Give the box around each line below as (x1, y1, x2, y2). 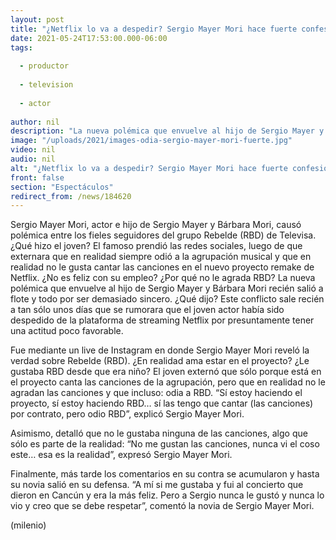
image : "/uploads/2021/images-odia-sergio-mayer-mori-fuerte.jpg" (10, 136, 293, 146)
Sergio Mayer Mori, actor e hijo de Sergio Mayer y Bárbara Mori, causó (10, 219, 302, 231)
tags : (10, 42, 33, 53)
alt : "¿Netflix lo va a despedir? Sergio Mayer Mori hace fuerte (10, 163, 288, 173)
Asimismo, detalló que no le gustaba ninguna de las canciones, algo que (10, 427, 308, 440)
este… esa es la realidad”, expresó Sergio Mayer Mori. (10, 449, 233, 461)
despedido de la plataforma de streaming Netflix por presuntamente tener (10, 314, 315, 326)
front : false (10, 172, 65, 183)
